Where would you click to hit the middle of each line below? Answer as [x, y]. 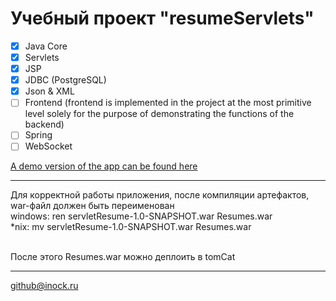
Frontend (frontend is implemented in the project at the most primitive [168, 103]
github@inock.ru [44, 286]
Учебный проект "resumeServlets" [162, 18]
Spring [38, 135]
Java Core [46, 46]
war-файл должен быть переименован [92, 206]
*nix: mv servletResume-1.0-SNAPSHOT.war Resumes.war [131, 227]
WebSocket [48, 146]
